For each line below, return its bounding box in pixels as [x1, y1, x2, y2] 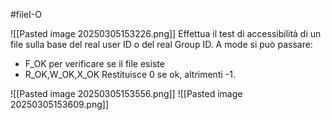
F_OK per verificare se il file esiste [24, 58, 165, 69]
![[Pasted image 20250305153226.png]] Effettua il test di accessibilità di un [10, 28, 322, 39]
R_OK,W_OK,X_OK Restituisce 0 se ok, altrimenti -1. [24, 69, 236, 80]
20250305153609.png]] [10, 99, 109, 110]
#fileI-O [10, 9, 42, 20]
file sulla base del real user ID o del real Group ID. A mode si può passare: [10, 39, 313, 50]
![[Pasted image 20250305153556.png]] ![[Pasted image [10, 88, 243, 99]
